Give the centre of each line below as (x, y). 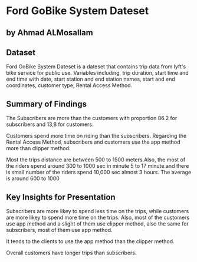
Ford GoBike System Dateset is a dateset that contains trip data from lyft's (96, 67)
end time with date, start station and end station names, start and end (91, 79)
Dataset (21, 52)
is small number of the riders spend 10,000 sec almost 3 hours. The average (99, 173)
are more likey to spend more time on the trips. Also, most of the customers (98, 218)
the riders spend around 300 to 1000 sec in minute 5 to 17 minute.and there (98, 166)
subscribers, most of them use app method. (60, 230)
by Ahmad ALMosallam (50, 33)
